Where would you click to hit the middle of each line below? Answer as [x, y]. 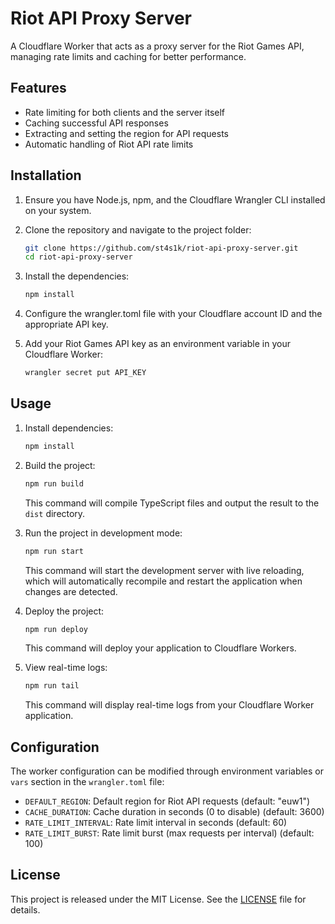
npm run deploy [56, 629]
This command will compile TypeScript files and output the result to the [172, 503]
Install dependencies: [69, 428]
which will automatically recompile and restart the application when [163, 581]
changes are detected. [71, 591]
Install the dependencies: [77, 276]
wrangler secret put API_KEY [85, 373]
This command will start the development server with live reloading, [164, 570]
